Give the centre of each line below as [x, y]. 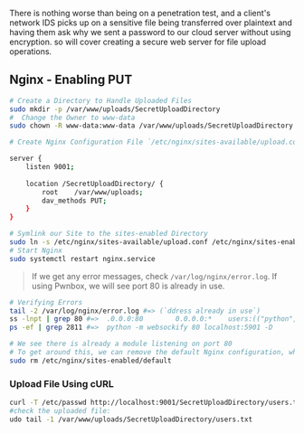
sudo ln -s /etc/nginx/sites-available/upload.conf [109, 242]
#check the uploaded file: [60, 410]
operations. [31, 52]
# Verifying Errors [46, 302]
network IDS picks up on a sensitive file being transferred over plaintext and [151, 23]
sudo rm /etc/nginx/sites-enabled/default [90, 361]
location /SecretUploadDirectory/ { [95, 184]
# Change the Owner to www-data [72, 118]
